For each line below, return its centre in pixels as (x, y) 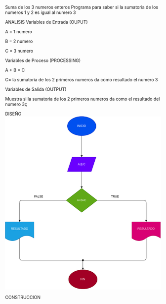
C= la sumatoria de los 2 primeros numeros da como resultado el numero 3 (82, 80)
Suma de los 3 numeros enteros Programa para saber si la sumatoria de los (82, 7)
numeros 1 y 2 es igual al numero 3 (41, 12)
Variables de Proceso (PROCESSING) (43, 61)
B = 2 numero (19, 41)
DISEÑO (13, 114)
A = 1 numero (19, 31)
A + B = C (15, 70)
